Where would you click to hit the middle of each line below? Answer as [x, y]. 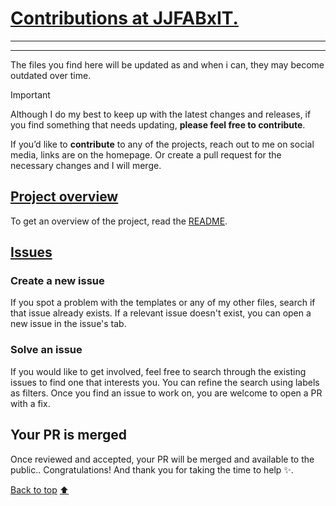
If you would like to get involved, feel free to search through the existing [158, 371]
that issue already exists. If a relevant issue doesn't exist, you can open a [161, 313]
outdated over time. [51, 75]
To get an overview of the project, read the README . [119, 221]
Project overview [64, 197]
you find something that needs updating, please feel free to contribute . [158, 124]
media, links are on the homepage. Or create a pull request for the [146, 154]
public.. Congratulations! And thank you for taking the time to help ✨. [152, 469]
